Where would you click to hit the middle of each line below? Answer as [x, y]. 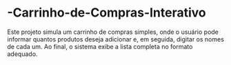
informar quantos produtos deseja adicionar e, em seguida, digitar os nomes [115, 39]
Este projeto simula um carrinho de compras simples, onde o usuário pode [113, 32]
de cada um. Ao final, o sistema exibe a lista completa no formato [100, 46]
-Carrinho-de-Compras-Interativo [107, 13]
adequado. [22, 54]
